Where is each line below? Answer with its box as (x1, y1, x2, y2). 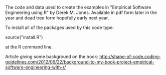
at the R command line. (5, 44, 53, 49)
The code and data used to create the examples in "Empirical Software (5, 4, 151, 10)
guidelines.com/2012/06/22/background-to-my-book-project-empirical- (5, 59, 154, 64)
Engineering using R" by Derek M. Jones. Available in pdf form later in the (5, 9, 157, 15)
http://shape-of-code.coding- (99, 53, 161, 59)
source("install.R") (5, 34, 43, 40)
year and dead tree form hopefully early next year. (5, 15, 109, 20)
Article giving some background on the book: (5, 53, 99, 59)
